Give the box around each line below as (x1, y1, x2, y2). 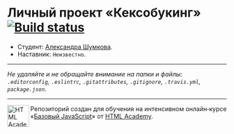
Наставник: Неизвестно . (17, 50, 86, 58)
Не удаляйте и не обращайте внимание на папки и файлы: (7, 69, 182, 78)
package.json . (7, 85, 47, 93)
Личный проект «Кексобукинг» (7, 5, 201, 21)
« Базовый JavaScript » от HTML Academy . (30, 112, 153, 120)
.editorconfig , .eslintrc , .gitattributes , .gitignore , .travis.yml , (7, 77, 201, 85)
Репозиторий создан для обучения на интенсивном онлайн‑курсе (30, 104, 227, 112)
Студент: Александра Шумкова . (17, 42, 113, 51)
